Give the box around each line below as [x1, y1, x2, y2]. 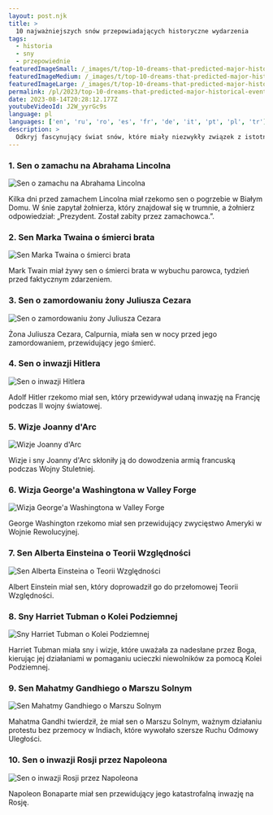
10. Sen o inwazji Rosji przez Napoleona [8, 754, 168, 765]
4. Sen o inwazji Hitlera [8, 358, 101, 369]
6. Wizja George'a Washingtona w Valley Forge [8, 485, 197, 496]
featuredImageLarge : [8, 80, 79, 88]
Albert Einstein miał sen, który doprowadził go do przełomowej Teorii [8, 582, 238, 591]
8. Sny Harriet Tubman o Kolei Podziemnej [8, 611, 178, 622]
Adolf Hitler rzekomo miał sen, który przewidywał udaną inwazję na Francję [8, 392, 261, 402]
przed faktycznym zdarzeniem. [8, 274, 112, 285]
